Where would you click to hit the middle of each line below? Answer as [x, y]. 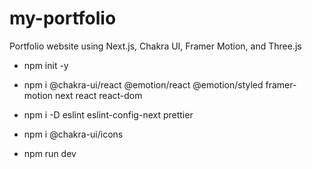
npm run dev [50, 153]
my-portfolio [63, 18]
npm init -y [46, 65]
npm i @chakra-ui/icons [73, 134]
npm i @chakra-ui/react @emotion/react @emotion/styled [143, 84]
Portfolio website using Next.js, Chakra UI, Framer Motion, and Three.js [155, 46]
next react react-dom [99, 95]
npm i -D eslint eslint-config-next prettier [108, 114]
